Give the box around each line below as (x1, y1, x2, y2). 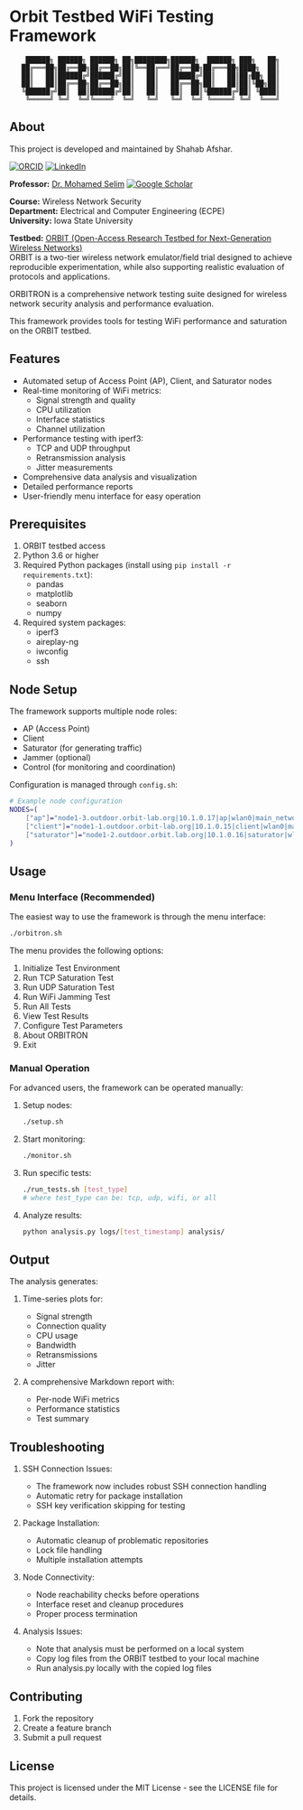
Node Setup (9, 682, 78, 697)
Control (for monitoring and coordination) (22, 761, 176, 773)
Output (9, 1253, 50, 1268)
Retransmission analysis (35, 452, 126, 462)
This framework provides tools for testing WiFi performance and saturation (9, 315, 288, 326)
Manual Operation (9, 1061, 90, 1074)
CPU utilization (35, 404, 92, 415)
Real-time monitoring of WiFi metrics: (22, 385, 162, 396)
